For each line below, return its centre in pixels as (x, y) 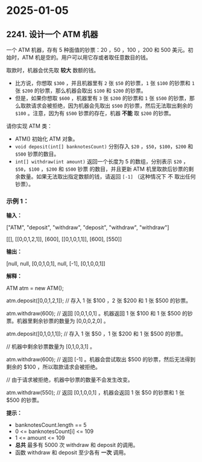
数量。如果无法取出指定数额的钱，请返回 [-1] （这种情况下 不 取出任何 (108, 176)
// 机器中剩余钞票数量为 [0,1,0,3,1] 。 (51, 347)
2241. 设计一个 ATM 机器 (52, 34)
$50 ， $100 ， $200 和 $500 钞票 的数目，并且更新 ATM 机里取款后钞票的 (102, 169)
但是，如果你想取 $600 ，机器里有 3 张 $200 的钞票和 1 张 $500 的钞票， (102, 98)
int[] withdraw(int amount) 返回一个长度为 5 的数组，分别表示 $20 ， (102, 161)
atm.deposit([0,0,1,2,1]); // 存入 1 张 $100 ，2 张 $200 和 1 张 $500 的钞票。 (99, 301)
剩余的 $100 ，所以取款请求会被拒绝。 (54, 367)
